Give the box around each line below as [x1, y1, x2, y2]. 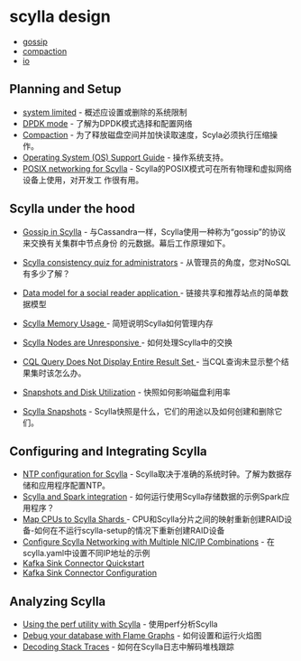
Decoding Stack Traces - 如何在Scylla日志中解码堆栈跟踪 [22, 641, 234, 652]
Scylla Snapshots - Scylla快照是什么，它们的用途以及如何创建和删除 [22, 405, 275, 416]
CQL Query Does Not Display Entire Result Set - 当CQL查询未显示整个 [22, 356, 282, 367]
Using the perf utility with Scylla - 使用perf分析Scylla [22, 619, 218, 629]
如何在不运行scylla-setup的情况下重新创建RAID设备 [34, 526, 225, 536]
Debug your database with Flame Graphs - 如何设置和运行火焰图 [22, 630, 262, 641]
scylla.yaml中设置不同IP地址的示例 [22, 548, 150, 559]
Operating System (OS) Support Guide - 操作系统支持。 [22, 152, 229, 163]
